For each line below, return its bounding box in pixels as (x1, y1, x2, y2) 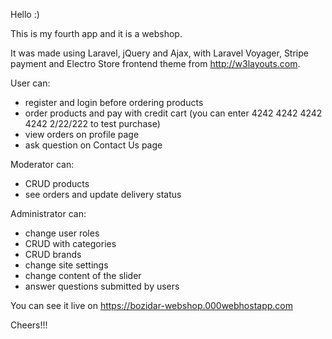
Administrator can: (10, 208, 87, 219)
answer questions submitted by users (24, 280, 180, 292)
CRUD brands (24, 249, 82, 260)
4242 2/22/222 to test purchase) (24, 118, 161, 129)
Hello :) (10, 9, 40, 20)
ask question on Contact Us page (24, 139, 163, 151)
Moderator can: (10, 159, 75, 170)
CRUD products (24, 178, 90, 189)
